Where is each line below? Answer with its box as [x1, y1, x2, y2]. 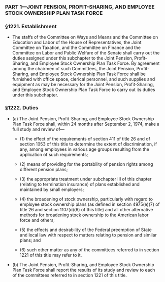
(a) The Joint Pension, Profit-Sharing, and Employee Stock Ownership [12, 115, 154, 122]
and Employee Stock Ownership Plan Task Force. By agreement [30, 60, 160, 66]
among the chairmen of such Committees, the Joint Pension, [12, 66, 135, 72]
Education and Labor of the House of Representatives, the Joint [12, 40, 142, 46]
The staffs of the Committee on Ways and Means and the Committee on [12, 34, 158, 40]
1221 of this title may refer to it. [19, 252, 82, 258]
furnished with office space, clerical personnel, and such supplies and [12, 76, 155, 82]
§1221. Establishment [5, 23, 57, 30]
